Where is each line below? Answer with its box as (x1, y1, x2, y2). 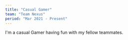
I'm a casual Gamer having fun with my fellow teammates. (5, 30, 124, 36)
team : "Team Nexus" (5, 12, 46, 17)
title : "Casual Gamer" (5, 7, 52, 12)
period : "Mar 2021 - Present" (5, 16, 68, 21)
